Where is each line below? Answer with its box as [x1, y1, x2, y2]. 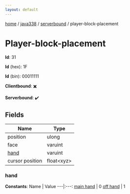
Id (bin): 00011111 [5, 73, 39, 79]
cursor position [7, 158, 43, 165]
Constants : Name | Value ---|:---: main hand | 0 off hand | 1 [5, 183, 126, 189]
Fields [5, 111, 24, 119]
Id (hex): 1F [5, 63, 28, 69]
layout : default [5, 7, 38, 12]
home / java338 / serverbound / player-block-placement [5, 21, 119, 27]
